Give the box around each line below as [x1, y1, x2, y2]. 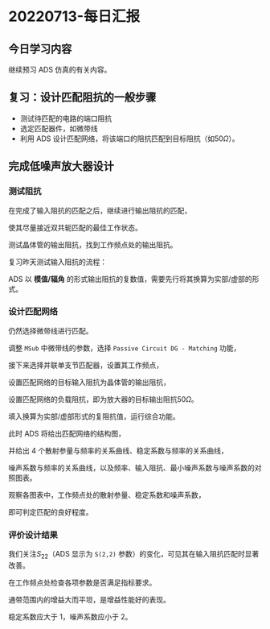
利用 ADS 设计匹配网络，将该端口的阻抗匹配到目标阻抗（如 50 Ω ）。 [19, 134, 239, 143]
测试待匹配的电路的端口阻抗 [19, 114, 112, 123]
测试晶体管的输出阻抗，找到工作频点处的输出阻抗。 [8, 239, 178, 250]
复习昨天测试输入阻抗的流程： [8, 257, 107, 267]
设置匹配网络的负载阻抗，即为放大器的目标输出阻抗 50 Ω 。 [8, 394, 198, 403]
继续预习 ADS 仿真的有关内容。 [8, 65, 112, 74]
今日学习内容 [8, 42, 72, 56]
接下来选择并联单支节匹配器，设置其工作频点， [8, 360, 163, 370]
